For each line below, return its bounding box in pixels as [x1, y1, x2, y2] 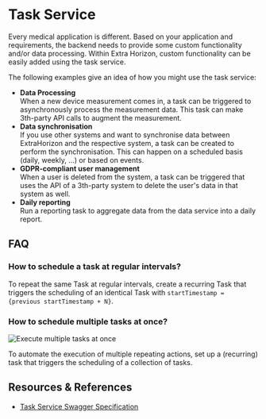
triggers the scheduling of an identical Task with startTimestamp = [8, 287, 225, 297]
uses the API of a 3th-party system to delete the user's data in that [19, 180, 238, 190]
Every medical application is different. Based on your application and [8, 32, 233, 41]
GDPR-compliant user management [19, 163, 141, 173]
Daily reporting [19, 197, 71, 207]
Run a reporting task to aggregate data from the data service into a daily [19, 206, 256, 215]
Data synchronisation [19, 121, 93, 131]
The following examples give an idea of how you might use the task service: [8, 72, 256, 82]
